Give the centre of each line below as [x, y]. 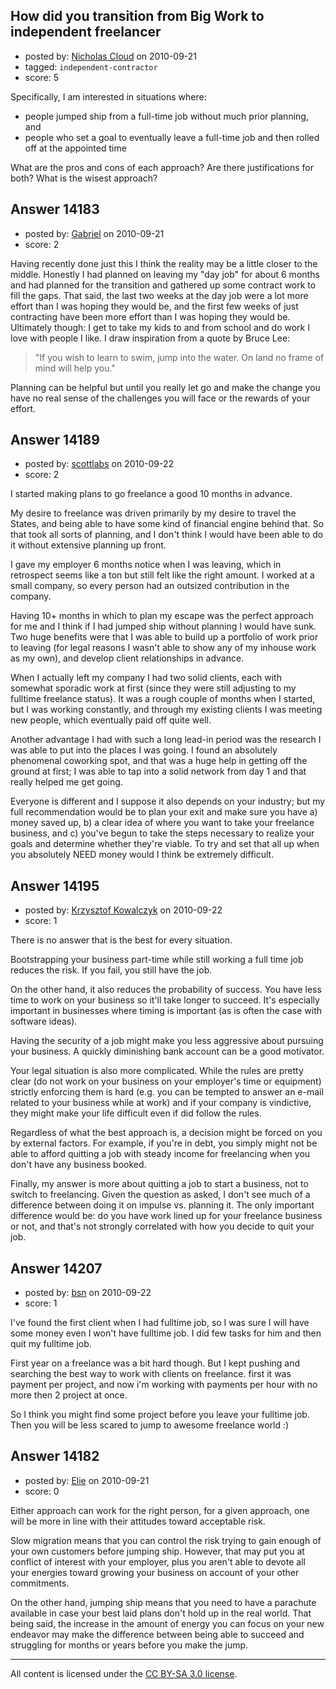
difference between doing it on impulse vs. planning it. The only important [162, 1205]
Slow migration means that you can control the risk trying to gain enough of [166, 1540]
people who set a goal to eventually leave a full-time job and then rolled [172, 137]
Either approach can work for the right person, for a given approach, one [160, 1510]
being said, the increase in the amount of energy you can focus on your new [167, 1623]
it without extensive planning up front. [88, 545]
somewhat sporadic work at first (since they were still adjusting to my [153, 688]
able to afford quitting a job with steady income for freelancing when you [160, 1154]
